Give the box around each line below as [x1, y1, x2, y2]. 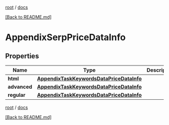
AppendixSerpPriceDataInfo [5, 32, 126, 43]
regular [8, 92, 26, 98]
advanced [8, 83, 33, 90]
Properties [5, 51, 39, 60]
